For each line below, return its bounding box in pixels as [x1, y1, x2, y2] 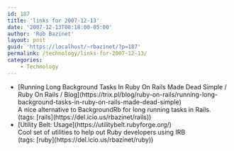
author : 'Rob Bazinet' [7, 30, 74, 38]
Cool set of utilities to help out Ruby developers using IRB [17, 128, 186, 136]
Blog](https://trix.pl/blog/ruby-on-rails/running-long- [63, 90, 218, 99]
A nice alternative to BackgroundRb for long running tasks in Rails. [17, 105, 211, 113]
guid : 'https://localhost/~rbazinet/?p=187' [7, 43, 141, 50]
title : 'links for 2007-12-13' [7, 17, 100, 24]
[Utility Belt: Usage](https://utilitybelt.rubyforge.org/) [17, 120, 172, 128]
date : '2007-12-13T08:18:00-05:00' [7, 23, 113, 30]
